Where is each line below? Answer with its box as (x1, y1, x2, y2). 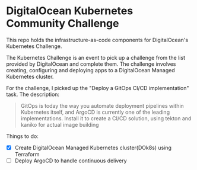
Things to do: (6, 132, 39, 140)
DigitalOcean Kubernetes (6, 4, 134, 18)
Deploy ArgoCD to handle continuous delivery (14, 157, 127, 164)
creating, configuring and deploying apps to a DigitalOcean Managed (6, 66, 175, 73)
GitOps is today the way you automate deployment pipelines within (20, 102, 184, 109)
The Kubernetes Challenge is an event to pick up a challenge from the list (6, 54, 186, 61)
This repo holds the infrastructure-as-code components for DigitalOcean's (6, 36, 189, 43)
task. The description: (6, 91, 60, 98)
